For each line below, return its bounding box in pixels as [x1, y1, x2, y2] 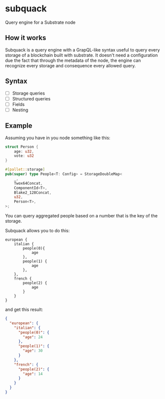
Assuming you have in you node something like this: [5, 135, 111, 141]
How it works [5, 34, 46, 42]
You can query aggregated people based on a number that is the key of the [5, 213, 158, 218]
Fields [12, 101, 25, 107]
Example [5, 122, 33, 130]
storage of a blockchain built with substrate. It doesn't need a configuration [5, 52, 158, 58]
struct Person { [5, 144, 38, 149]
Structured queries [12, 96, 51, 101]
